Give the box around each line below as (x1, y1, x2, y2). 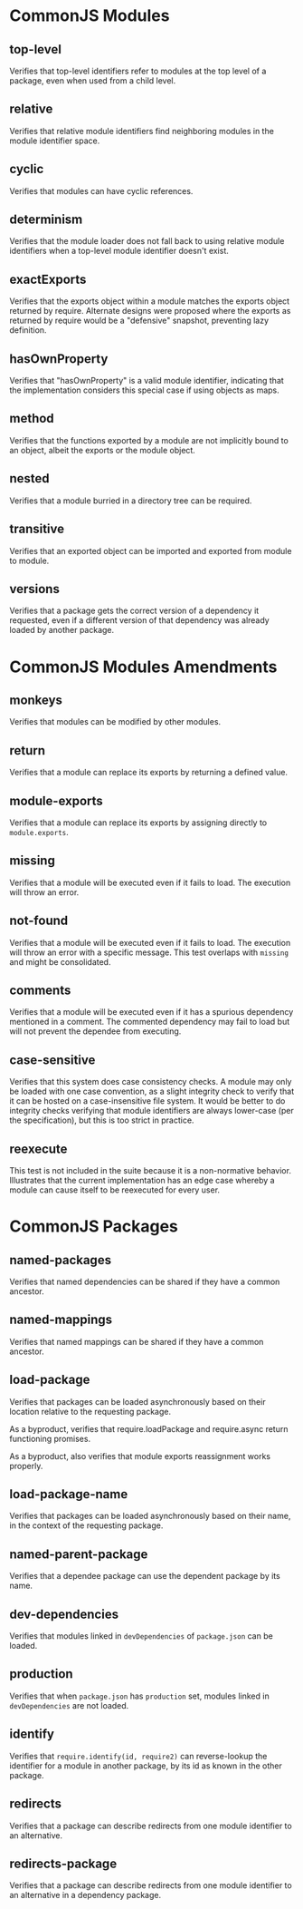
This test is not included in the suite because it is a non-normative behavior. (9, 1165, 292, 1175)
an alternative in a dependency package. (9, 1890, 161, 1901)
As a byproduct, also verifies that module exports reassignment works (9, 1450, 271, 1461)
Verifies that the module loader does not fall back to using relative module (9, 236, 285, 247)
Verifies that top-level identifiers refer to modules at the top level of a (9, 65, 267, 76)
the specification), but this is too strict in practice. (9, 1115, 194, 1125)
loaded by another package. (9, 625, 115, 636)
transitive (9, 521, 65, 537)
